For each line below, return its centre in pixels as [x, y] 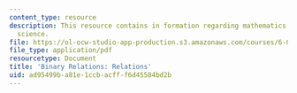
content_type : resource [53, 17]
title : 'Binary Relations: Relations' [80, 67]
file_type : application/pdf [61, 50]
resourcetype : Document [53, 58]
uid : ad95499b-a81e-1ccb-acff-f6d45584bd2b [91, 75]
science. [33, 34]
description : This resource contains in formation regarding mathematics [148, 26]
